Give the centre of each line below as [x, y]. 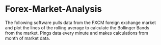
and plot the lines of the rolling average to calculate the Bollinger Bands [77, 27]
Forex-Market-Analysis [54, 9]
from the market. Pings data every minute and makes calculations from [77, 33]
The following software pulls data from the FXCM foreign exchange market [80, 22]
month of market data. [27, 38]
